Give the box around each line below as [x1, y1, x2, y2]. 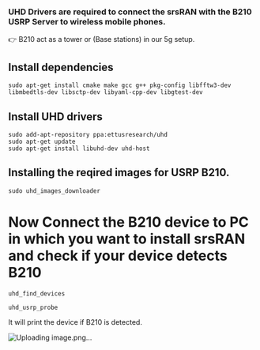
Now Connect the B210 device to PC [8, 213, 249, 231]
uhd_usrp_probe [8, 303, 58, 311]
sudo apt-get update [8, 137, 77, 145]
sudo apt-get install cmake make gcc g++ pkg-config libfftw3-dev [8, 81, 232, 89]
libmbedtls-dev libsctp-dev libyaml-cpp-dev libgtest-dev [8, 88, 203, 96]
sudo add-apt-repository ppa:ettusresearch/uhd [8, 130, 168, 138]
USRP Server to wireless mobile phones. [8, 16, 166, 27]
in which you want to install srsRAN [8, 230, 246, 247]
